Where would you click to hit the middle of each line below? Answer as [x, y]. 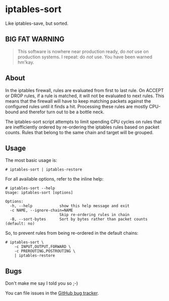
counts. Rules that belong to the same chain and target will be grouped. [79, 132]
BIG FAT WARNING [35, 39]
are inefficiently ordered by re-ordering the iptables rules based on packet [82, 127]
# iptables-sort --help [30, 188]
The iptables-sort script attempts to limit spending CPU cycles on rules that [83, 121]
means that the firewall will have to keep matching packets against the [78, 101]
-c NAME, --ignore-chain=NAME [41, 210]
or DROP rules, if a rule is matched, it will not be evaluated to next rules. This [85, 96]
